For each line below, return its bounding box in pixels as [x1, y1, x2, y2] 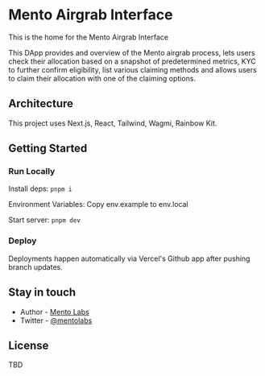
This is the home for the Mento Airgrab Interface [8, 32, 169, 42]
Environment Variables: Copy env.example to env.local [8, 200, 188, 209]
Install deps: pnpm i [8, 184, 72, 194]
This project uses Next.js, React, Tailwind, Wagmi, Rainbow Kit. [8, 118, 217, 128]
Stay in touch [8, 286, 77, 300]
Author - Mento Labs [19, 307, 90, 316]
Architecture [8, 97, 74, 110]
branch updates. [8, 262, 63, 271]
